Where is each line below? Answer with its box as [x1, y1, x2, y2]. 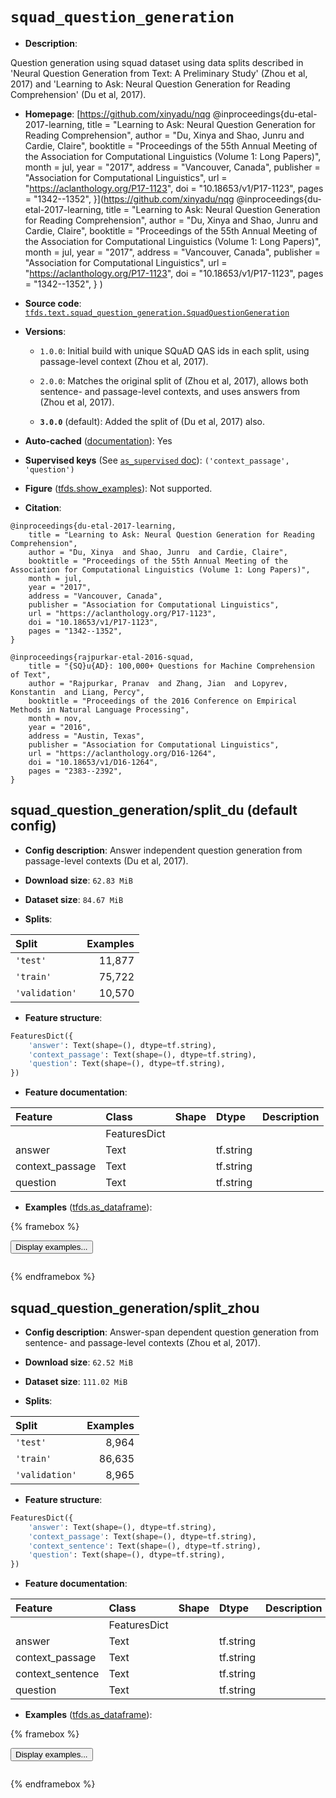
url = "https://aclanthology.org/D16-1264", [28, 748, 217, 758]
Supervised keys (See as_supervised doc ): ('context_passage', [24, 454, 290, 466]
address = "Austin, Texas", [28, 731, 145, 741]
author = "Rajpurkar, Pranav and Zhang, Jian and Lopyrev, [28, 678, 288, 688]
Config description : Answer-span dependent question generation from [24, 1326, 319, 1338]
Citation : [24, 501, 62, 513]
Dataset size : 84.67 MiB [24, 893, 124, 905]
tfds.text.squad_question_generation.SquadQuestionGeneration [24, 308, 290, 318]
